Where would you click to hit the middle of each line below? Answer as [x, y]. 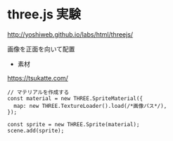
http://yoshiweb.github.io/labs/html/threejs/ [70, 34]
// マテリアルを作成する [38, 92]
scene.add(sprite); [36, 130]
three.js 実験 [44, 14]
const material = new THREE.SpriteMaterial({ [75, 98]
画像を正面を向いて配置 [41, 49]
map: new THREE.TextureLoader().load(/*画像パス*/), [90, 106]
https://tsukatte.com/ [38, 78]
